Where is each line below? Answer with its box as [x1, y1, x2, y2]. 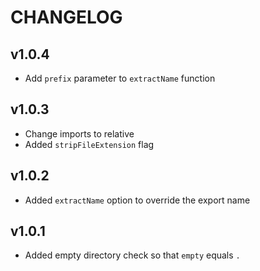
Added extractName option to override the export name [24, 194, 251, 206]
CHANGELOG [10, 6, 123, 29]
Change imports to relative [24, 127, 135, 140]
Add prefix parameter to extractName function [24, 72, 216, 84]
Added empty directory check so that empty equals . [24, 249, 241, 261]
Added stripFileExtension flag [24, 138, 155, 150]
